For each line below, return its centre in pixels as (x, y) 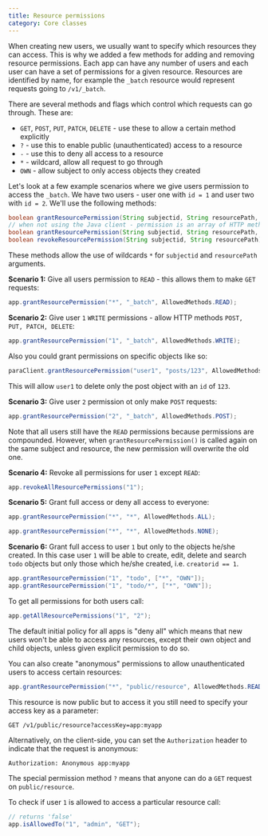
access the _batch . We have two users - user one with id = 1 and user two (131, 194)
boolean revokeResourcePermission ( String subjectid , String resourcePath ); (137, 240)
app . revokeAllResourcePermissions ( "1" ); (77, 487)
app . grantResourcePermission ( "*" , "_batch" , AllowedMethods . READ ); (123, 302)
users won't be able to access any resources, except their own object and (130, 639)
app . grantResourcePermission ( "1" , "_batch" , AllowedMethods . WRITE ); (124, 341)
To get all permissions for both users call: (76, 601)
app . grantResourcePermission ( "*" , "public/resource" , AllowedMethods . (128, 686)
